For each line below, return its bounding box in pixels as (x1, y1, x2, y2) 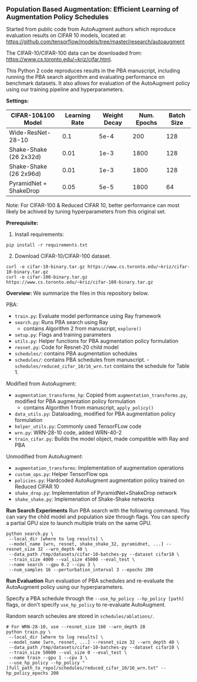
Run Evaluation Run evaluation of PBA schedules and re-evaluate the (6, 577, 174, 584)
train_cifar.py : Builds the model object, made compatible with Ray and (14, 435, 189, 442)
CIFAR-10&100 (11, 111, 55, 119)
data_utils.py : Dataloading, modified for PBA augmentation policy (14, 410, 176, 417)
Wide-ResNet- (9, 129, 51, 137)
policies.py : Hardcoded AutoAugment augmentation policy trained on (14, 477, 185, 484)
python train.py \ (6, 629, 51, 635)
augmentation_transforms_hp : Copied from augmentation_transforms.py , (14, 391, 188, 398)
